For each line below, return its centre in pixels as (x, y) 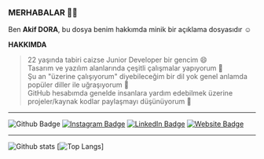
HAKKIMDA (27, 45)
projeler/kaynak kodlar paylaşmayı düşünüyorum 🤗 (109, 102)
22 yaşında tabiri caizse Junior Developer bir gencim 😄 (117, 60)
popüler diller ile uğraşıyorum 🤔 (78, 85)
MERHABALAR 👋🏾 (43, 13)
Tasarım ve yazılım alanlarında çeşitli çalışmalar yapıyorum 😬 (125, 68)
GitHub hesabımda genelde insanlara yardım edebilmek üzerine (130, 93)
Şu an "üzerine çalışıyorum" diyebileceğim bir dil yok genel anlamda (137, 77)
